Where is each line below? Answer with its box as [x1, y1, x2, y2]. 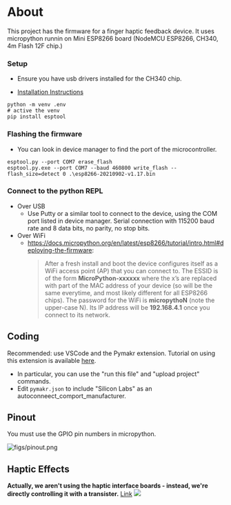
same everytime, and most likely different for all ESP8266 [44, 288, 208, 297]
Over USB [17, 201, 46, 210]
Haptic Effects [7, 463, 70, 475]
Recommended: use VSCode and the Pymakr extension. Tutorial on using [7, 349, 216, 357]
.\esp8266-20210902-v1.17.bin [68, 170, 156, 177]
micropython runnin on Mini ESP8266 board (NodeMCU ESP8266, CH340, [7, 34, 219, 42]
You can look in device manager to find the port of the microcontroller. [17, 145, 217, 153]
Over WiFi [17, 231, 46, 239]
